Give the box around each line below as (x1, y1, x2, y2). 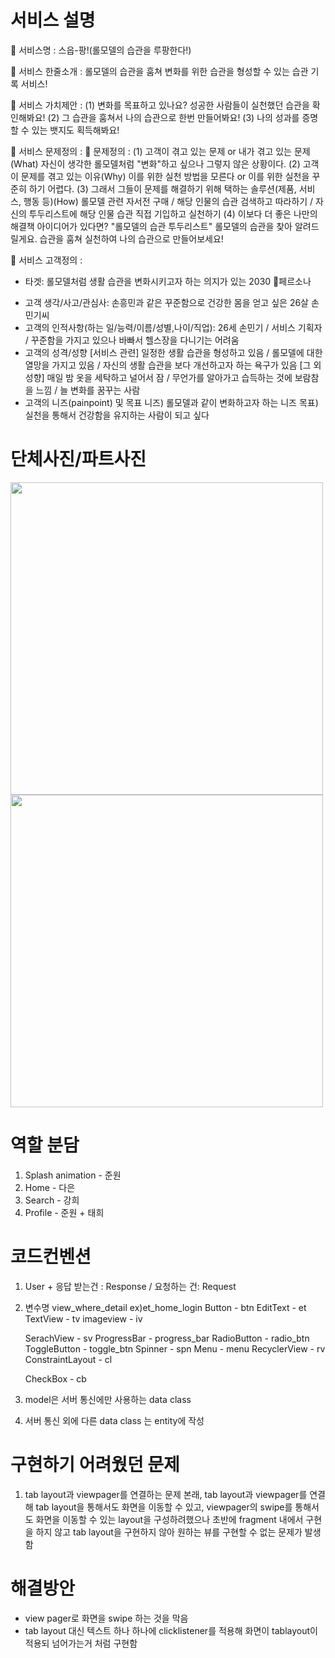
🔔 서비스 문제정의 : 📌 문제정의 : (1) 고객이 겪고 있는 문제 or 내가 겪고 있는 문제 (10, 145, 311, 157)
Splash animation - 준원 (24, 1169, 122, 1181)
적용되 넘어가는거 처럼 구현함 (24, 1637, 138, 1649)
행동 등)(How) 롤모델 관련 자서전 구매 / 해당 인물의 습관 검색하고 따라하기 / (23, 195, 314, 207)
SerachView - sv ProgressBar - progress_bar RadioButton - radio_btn (24, 1332, 310, 1344)
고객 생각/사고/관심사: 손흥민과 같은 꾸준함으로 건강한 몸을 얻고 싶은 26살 (24, 296, 309, 308)
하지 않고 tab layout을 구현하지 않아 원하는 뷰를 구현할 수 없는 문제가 (35, 1526, 303, 1538)
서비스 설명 (10, 9, 96, 32)
